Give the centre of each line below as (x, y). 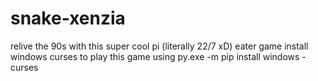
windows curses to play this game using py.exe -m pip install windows (155, 56)
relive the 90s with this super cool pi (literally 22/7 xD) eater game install (159, 46)
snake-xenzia (68, 18)
